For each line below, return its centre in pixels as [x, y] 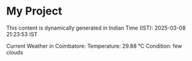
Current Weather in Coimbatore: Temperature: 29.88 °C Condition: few [94, 46]
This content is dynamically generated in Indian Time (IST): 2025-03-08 [96, 28]
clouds [15, 52]
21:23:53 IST [22, 34]
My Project [34, 11]
